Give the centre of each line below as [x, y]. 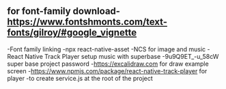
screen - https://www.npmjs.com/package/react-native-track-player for [107, 71]
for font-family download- [64, 11]
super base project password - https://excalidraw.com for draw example [108, 64]
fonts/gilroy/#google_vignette [72, 33]
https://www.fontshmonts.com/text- [87, 22]
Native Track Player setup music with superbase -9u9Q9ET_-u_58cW [122, 56]
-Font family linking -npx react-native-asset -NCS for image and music [107, 49]
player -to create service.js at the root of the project [80, 78]
